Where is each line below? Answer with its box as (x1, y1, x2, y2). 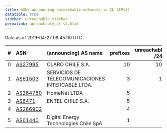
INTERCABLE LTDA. (46, 81, 93, 88)
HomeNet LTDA (46, 90, 83, 97)
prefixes (110, 50, 130, 57)
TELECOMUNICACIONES (46, 75, 105, 82)
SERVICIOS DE (46, 69, 81, 76)
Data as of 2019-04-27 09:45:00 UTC (5, 35, 83, 41)
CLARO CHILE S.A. (46, 61, 90, 68)
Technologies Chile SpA (46, 120, 103, 127)
